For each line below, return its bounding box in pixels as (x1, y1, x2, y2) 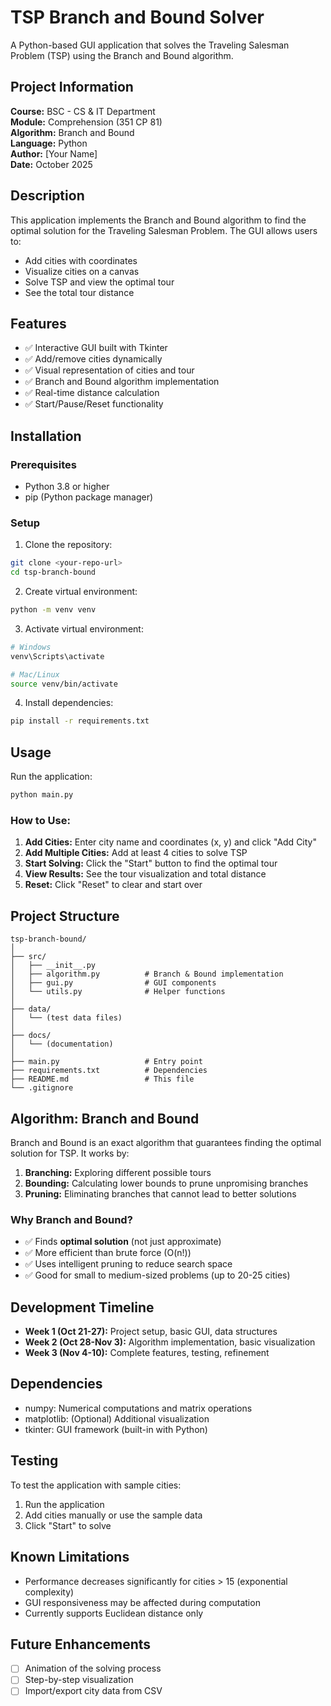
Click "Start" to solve (24, 1519, 112, 1531)
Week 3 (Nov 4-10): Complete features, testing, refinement (24, 1347, 270, 1359)
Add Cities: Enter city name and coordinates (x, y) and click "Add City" (24, 836, 317, 848)
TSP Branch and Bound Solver (10, 6, 265, 29)
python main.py (10, 790, 74, 800)
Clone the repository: (24, 539, 113, 551)
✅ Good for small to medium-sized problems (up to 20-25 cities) (24, 1269, 291, 1281)
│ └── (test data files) (10, 1013, 123, 1023)
